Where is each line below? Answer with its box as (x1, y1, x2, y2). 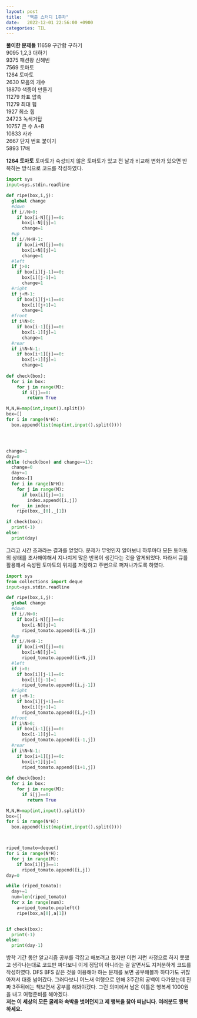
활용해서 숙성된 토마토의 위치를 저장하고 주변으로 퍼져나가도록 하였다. (6, 561, 165, 568)
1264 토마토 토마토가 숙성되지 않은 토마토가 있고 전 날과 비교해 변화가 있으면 (6, 157, 181, 165)
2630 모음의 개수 (6, 79, 46, 86)
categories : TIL (6, 25, 46, 31)
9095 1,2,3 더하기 (6, 49, 48, 56)
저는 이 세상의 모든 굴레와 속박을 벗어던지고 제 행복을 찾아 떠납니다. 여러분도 (6, 998, 178, 1005)
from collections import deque (6, 578, 83, 584)
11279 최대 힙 (6, 101, 37, 108)
